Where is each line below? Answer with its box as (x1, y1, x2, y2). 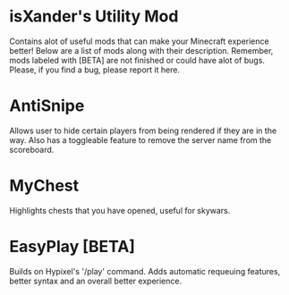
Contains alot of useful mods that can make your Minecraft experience (9, 36, 270, 46)
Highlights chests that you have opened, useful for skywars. (9, 205, 231, 215)
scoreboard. (9, 144, 55, 155)
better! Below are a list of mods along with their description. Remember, (9, 45, 274, 55)
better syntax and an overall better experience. (9, 275, 182, 286)
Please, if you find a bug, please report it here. (9, 64, 181, 75)
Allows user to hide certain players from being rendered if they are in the (9, 125, 277, 136)
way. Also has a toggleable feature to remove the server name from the (9, 134, 272, 145)
